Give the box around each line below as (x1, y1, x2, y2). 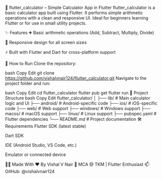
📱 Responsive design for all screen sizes (5, 40, 87, 45)
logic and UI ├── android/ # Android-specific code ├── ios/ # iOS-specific (5, 100, 158, 106)
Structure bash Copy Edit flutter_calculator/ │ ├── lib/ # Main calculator (5, 95, 151, 101)
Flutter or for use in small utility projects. (5, 20, 87, 26)
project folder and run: (5, 81, 51, 86)
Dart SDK (5, 133, 24, 138)
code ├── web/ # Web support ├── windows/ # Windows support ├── (5, 106, 151, 111)
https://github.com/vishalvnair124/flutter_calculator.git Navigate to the (5, 75, 147, 81)
